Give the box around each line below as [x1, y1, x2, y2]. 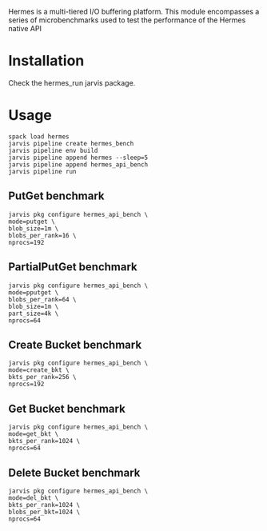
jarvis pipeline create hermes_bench [8, 139, 134, 147]
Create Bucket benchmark [8, 337, 142, 351]
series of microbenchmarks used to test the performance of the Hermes [8, 15, 246, 25]
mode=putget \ [8, 218, 56, 226]
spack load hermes [8, 132, 70, 141]
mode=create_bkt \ [8, 366, 70, 374]
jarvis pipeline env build [8, 146, 98, 154]
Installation [8, 52, 85, 70]
